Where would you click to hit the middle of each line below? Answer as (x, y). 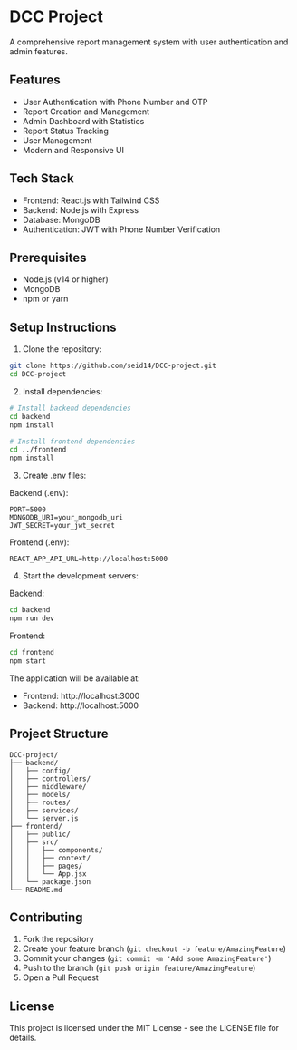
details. (23, 1038)
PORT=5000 (28, 510)
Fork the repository (58, 939)
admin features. (38, 51)
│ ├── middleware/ (48, 786)
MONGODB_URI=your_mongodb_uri (67, 518)
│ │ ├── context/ (50, 858)
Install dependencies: (62, 391)
